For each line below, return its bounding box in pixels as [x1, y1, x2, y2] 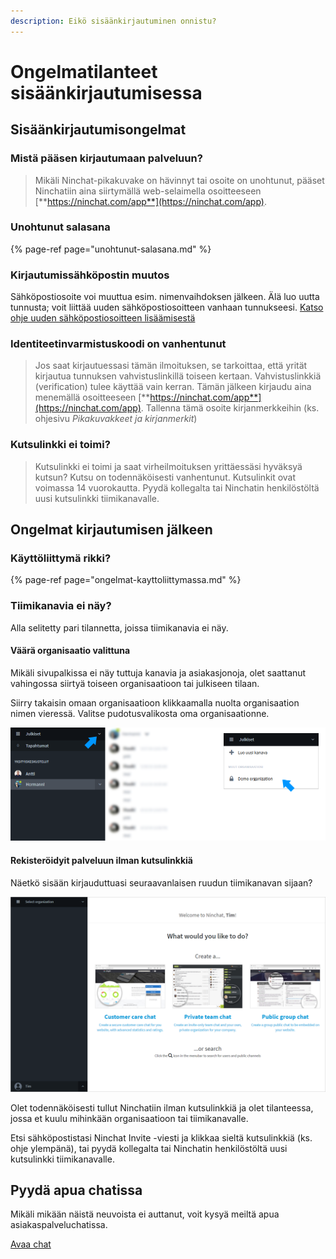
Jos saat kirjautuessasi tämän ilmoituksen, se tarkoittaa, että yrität [34, 360, 308, 372]
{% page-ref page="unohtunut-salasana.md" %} [10, 243, 212, 255]
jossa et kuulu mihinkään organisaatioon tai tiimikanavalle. [10, 1112, 249, 1124]
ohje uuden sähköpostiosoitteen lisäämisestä [10, 312, 196, 324]
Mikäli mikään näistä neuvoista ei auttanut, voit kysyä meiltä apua [10, 1208, 280, 1220]
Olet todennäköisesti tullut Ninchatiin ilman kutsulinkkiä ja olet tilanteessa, [10, 1101, 314, 1114]
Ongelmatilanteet [10, 60, 158, 83]
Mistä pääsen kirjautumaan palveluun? [10, 151, 203, 165]
